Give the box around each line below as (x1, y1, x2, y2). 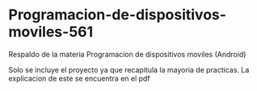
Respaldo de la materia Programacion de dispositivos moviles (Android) (8, 49, 246, 59)
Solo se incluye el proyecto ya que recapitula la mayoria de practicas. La (8, 64, 250, 74)
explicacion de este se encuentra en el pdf (8, 73, 151, 83)
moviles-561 (8, 23, 94, 41)
